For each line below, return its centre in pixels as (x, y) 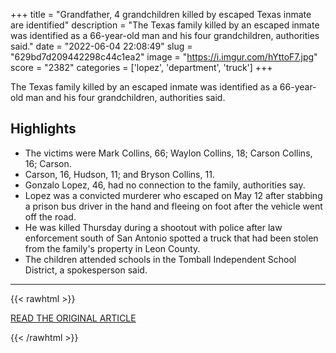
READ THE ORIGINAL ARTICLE (73, 318)
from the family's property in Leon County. (112, 248)
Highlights (43, 129)
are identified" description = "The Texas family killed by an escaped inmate (165, 25)
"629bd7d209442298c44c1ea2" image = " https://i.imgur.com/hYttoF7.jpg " (164, 57)
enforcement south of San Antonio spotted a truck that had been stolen (171, 238)
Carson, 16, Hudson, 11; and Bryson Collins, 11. (119, 174)
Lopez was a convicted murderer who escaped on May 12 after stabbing (173, 195)
